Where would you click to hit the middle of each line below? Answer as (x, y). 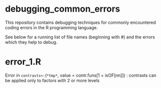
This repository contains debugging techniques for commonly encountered (80, 22)
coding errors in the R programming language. (51, 27)
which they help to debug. (31, 42)
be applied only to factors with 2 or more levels (52, 80)
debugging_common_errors (63, 9)
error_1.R (23, 62)
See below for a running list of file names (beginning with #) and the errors (80, 37)
